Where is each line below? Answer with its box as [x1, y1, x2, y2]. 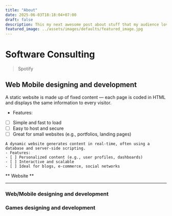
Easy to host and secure [12, 125, 64, 131]
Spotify [17, 66, 33, 72]
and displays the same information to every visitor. [5, 100, 112, 106]
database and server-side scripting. [5, 146, 86, 151]
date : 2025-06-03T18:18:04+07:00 [5, 12, 77, 17]
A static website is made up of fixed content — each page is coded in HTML [5, 94, 166, 100]
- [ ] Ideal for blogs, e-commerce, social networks [5, 164, 120, 169]
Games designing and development [5, 204, 96, 211]
